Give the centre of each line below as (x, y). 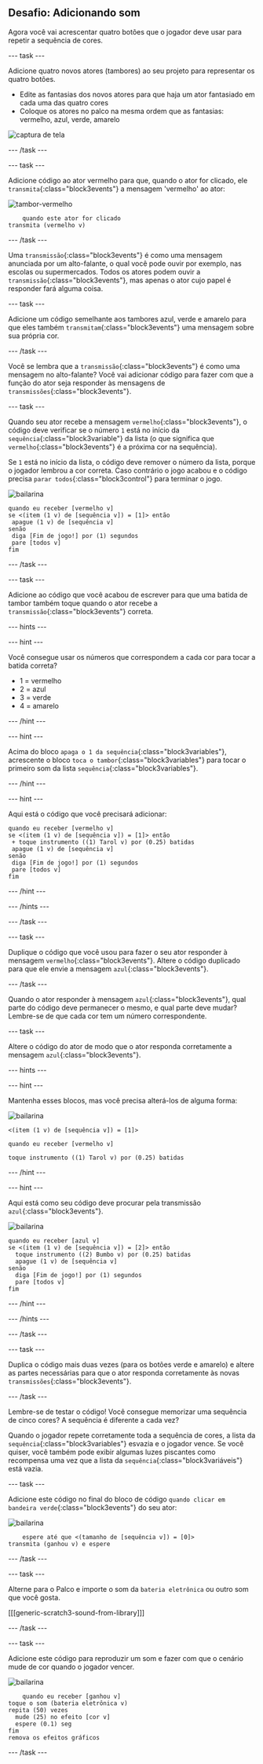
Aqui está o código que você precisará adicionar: (88, 814)
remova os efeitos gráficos (54, 1737)
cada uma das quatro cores (64, 102)
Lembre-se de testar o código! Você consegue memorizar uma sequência (128, 1412)
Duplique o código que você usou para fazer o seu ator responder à (118, 952)
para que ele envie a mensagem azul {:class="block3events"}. (108, 969)
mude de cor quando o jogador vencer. (71, 1666)
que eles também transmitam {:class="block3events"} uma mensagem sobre (131, 327)
